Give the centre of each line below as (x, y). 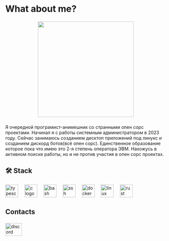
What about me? (41, 9)
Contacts (20, 212)
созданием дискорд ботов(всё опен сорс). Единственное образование (83, 144)
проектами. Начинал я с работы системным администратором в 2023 (82, 132)
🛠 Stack (19, 171)
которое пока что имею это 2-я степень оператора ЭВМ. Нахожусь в (81, 149)
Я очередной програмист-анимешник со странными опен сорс (75, 127)
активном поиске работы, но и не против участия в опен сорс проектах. (85, 154)
